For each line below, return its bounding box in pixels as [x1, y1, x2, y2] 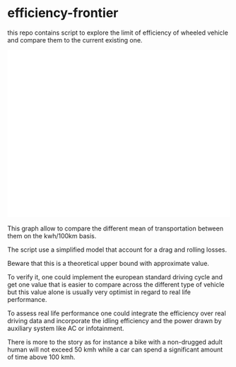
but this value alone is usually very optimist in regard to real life [7, 288, 191, 296]
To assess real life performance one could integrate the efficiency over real [7, 309, 226, 318]
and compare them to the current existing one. [7, 35, 143, 44]
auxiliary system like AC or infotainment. [7, 324, 125, 332]
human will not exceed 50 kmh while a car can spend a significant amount [7, 345, 223, 354]
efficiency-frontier [7, 5, 119, 21]
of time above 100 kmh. [7, 352, 76, 361]
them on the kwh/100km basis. [7, 231, 97, 240]
